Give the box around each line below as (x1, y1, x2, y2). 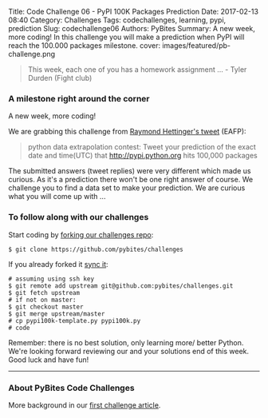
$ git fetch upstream (8, 289, 81, 297)
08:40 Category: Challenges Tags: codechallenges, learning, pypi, (8, 15, 227, 25)
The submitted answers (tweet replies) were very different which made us (8, 166, 251, 176)
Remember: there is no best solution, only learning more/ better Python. (8, 337, 244, 347)
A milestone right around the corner (8, 93, 150, 104)
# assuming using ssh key (8, 275, 94, 283)
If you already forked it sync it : (8, 259, 109, 269)
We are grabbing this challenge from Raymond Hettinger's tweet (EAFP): (8, 127, 246, 137)
